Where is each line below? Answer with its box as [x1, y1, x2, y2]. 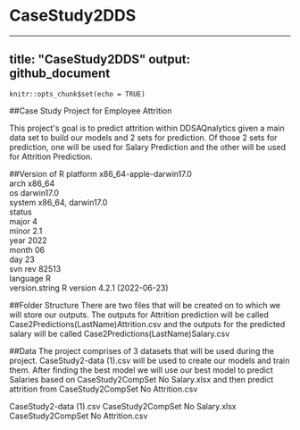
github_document [9, 66, 111, 81]
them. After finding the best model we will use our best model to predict [9, 364, 274, 375]
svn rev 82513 [9, 263, 62, 274]
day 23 [9, 254, 36, 265]
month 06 [9, 244, 46, 255]
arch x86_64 [9, 178, 55, 189]
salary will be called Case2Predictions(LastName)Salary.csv [9, 328, 230, 339]
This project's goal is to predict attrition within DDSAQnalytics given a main [9, 122, 286, 133]
